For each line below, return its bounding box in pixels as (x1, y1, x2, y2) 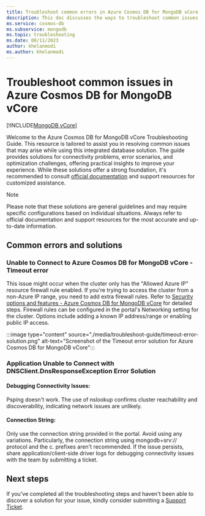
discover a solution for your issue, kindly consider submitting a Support (6, 496, 187, 504)
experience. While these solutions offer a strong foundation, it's (6, 166, 166, 173)
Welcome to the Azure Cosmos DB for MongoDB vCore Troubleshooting (6, 133, 188, 141)
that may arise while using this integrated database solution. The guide (6, 146, 185, 154)
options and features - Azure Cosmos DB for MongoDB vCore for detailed (6, 300, 192, 307)
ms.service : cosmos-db (6, 20, 64, 26)
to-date (6, 222, 26, 230)
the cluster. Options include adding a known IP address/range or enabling (6, 313, 192, 320)
